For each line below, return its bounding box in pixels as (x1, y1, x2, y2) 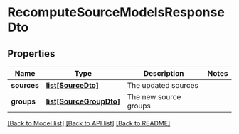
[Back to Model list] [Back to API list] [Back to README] (7, 119, 171, 128)
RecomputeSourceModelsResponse (7, 4, 225, 21)
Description (143, 69, 184, 78)
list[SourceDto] (46, 81, 100, 90)
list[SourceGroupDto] (46, 96, 121, 106)
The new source (127, 92, 181, 101)
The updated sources (127, 81, 199, 90)
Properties (7, 48, 55, 60)
